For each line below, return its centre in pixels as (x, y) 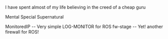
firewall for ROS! (22, 32)
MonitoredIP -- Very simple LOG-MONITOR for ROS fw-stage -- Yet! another (84, 26)
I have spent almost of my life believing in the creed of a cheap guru (75, 7)
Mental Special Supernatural (35, 17)
